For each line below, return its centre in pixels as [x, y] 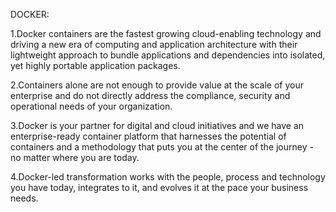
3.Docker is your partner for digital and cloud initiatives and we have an [157, 125]
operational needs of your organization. [91, 106]
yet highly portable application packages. [95, 65]
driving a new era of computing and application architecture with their [154, 44]
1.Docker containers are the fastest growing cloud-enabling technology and [166, 33]
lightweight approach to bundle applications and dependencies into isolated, [168, 55]
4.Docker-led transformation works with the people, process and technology [168, 177]
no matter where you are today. [75, 157]
